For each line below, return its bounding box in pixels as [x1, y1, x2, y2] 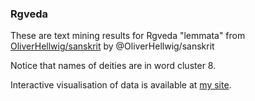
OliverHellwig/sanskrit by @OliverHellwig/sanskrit [10, 40, 215, 52]
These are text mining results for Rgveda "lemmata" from [10, 30, 246, 42]
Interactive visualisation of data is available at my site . [10, 79, 232, 91]
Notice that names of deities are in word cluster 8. [10, 60, 217, 72]
